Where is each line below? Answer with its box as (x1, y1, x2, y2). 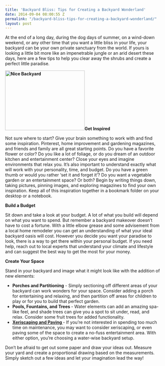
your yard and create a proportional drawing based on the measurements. (5, 350, 155, 356)
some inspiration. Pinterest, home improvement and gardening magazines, (5, 141, 156, 146)
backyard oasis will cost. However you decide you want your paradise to (5, 233, 152, 239)
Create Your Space (5, 258, 44, 264)
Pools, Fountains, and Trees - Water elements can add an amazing (12, 304, 148, 310)
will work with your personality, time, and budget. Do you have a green (5, 167, 148, 173)
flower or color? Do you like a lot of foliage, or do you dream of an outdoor (5, 151, 156, 157)
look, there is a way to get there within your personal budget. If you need (5, 238, 152, 244)
